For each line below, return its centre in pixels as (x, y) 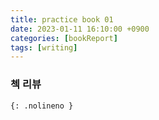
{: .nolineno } (42, 106)
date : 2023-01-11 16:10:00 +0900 (80, 29)
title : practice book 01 (62, 19)
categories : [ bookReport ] (64, 38)
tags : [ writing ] (44, 47)
